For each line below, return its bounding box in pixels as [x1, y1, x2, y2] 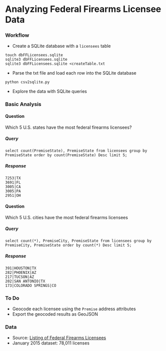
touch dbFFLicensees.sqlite [5, 53, 63, 58]
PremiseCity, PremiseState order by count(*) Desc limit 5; [5, 243, 132, 248]
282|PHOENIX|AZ [5, 270, 37, 275]
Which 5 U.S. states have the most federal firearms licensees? [5, 124, 132, 130]
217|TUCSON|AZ [5, 274, 35, 279]
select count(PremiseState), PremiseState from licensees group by [5, 148, 148, 153]
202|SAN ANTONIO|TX [5, 278, 46, 284]
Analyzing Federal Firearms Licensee [5, 3, 162, 15]
